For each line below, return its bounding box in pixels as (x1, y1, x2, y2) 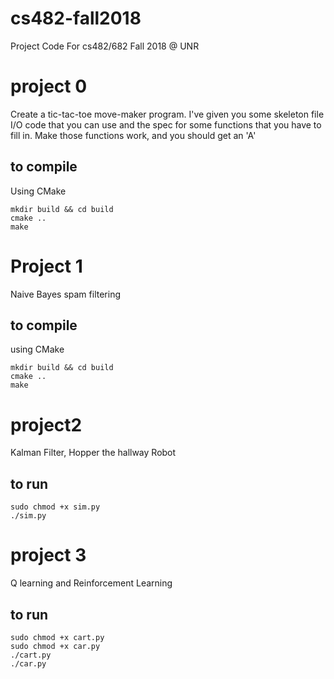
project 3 (10, 544, 87, 567)
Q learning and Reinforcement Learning (10, 577, 173, 589)
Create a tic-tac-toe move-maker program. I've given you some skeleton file (10, 108, 325, 120)
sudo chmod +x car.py (10, 641, 101, 651)
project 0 (10, 75, 88, 98)
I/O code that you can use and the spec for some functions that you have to (10, 118, 322, 131)
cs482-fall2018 (10, 7, 142, 30)
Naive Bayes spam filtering (10, 288, 121, 300)
